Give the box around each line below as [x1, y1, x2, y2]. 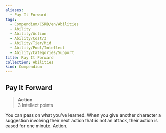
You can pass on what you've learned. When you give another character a [5, 112, 161, 118]
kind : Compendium [5, 64, 42, 69]
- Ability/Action [10, 31, 47, 36]
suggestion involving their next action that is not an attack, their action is [5, 117, 158, 123]
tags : [5, 17, 17, 22]
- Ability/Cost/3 [10, 36, 47, 41]
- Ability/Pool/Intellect [10, 45, 65, 50]
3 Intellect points [17, 102, 53, 108]
